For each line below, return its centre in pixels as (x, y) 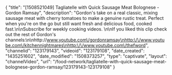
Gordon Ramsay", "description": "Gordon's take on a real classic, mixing (82, 13)
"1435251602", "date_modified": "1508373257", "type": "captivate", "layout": (86, 56)
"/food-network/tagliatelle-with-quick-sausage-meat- (110, 61)
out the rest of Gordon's (31, 34)
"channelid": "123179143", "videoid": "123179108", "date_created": (75, 51)
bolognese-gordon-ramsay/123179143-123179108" (59, 67)
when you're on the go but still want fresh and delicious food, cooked (79, 23)
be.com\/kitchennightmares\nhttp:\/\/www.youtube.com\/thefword (75, 45)
